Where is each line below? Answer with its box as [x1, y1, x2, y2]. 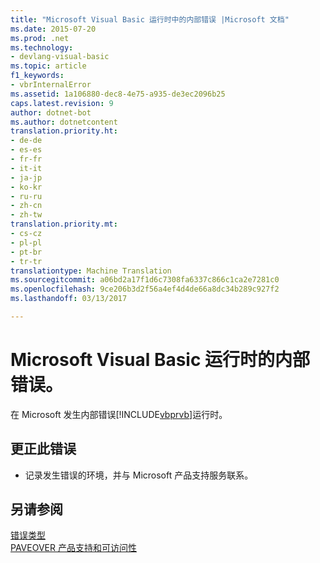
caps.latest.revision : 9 [10, 98, 114, 108]
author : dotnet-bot [10, 107, 92, 118]
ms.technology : [10, 42, 74, 53]
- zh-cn [10, 201, 43, 211]
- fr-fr [10, 154, 43, 164]
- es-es [10, 145, 43, 155]
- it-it [10, 163, 43, 173]
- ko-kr [10, 182, 43, 192]
